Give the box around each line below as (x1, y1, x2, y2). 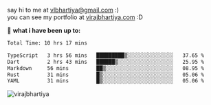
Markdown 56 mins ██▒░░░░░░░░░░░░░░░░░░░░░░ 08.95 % (7, 65, 205, 71)
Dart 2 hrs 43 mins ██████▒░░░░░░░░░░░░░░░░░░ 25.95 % (7, 58, 205, 65)
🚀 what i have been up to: (7, 27, 81, 34)
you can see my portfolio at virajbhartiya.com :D (7, 13, 143, 21)
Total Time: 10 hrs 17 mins (7, 40, 88, 47)
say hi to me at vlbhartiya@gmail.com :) (7, 6, 119, 14)
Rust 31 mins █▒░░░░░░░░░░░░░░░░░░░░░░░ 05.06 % (7, 71, 205, 78)
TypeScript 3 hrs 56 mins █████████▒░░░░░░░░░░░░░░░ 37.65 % (7, 51, 205, 59)
